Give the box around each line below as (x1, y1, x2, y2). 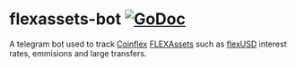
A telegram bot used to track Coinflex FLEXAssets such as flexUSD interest (9, 38, 287, 49)
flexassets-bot (9, 9, 122, 30)
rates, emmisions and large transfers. (9, 47, 147, 58)
